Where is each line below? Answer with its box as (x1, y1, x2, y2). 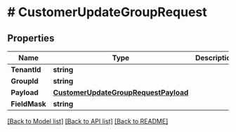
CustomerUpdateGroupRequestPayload (53, 88, 189, 97)
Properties (7, 32, 55, 44)
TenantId (11, 65, 41, 74)
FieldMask (11, 99, 47, 109)
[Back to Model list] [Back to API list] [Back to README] (7, 117, 169, 125)
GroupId (11, 77, 39, 86)
